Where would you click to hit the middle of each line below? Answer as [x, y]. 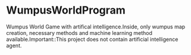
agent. [14, 46]
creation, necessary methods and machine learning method [79, 33]
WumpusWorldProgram [66, 10]
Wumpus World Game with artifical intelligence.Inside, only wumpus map [96, 27]
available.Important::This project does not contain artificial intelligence [92, 39]
